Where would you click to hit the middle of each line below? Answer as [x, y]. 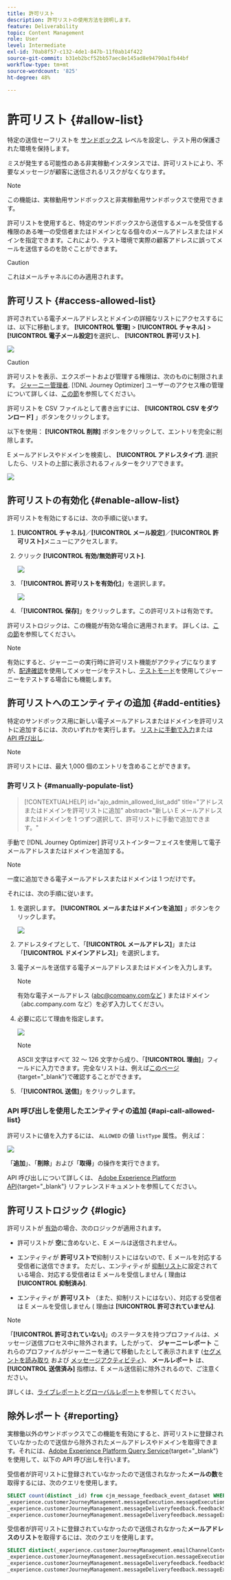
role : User [23, 39]
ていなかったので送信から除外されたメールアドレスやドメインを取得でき [109, 1442]
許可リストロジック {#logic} [67, 1210]
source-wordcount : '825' [43, 71]
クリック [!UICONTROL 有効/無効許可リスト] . [81, 555]
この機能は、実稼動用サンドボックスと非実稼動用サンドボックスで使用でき [112, 200]
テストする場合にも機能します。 [70, 679]
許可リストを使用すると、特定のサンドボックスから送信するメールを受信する [115, 223]
